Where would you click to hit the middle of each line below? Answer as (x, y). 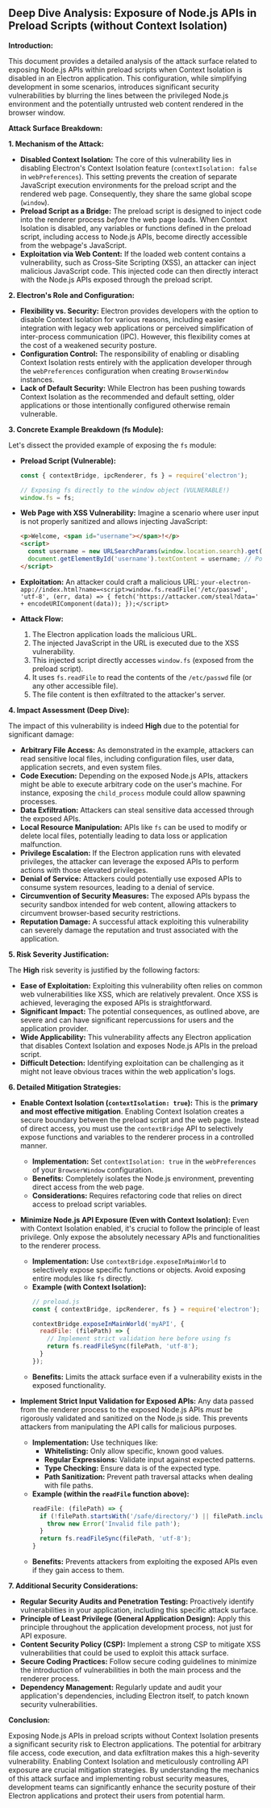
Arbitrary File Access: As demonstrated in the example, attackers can (137, 749)
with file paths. (69, 1485)
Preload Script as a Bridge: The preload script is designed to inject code (141, 211)
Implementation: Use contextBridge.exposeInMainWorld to (129, 1261)
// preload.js (56, 1302)
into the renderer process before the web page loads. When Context (133, 219)
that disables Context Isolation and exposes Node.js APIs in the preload (139, 1046)
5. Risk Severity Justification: (59, 954)
